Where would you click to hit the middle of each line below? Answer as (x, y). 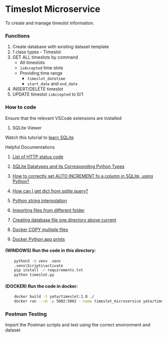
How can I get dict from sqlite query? (50, 191)
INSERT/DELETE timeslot (38, 89)
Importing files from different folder (48, 210)
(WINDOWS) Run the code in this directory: (50, 250)
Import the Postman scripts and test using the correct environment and (78, 325)
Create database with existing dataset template (61, 47)
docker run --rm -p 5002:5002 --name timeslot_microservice (78, 301)
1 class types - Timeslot (37, 52)
